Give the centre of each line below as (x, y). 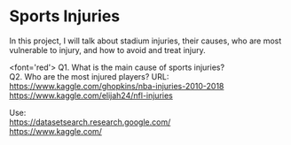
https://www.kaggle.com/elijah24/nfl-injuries (91, 95)
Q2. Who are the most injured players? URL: (89, 76)
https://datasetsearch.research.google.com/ (90, 122)
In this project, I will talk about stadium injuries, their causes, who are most (145, 41)
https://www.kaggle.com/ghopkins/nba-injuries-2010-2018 (117, 86)
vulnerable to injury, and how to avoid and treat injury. (107, 50)
